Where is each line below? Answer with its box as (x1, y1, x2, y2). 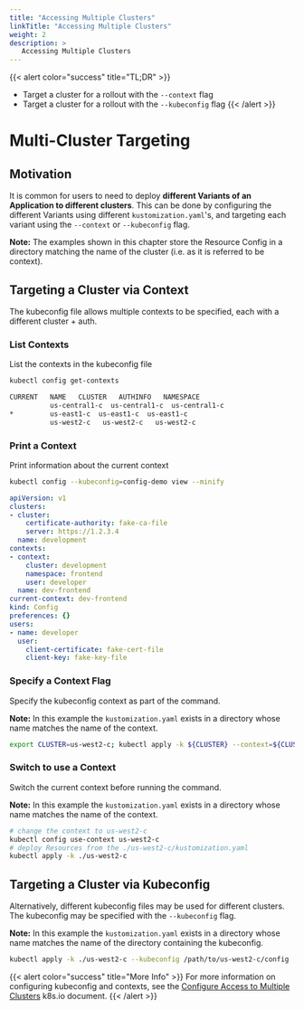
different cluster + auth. (9, 316, 98, 326)
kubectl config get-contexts (9, 376, 119, 385)
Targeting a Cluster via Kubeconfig (9, 876, 211, 892)
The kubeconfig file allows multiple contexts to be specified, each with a (9, 306, 280, 316)
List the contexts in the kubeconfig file (9, 359, 152, 370)
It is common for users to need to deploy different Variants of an (9, 191, 252, 202)
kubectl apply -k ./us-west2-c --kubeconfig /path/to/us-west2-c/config (9, 955, 290, 964)
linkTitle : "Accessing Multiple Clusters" (9, 22, 172, 31)
